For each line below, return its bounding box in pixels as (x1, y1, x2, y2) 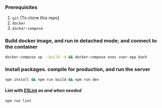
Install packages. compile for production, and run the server (5, 66, 150, 73)
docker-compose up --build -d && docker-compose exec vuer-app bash (5, 54, 147, 59)
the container (5, 43, 38, 50)
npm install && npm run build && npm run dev (5, 77, 99, 82)
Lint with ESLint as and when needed (5, 88, 82, 93)
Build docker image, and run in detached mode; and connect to (5, 37, 157, 44)
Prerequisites (5, 4, 38, 11)
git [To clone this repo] (12, 15, 60, 21)
